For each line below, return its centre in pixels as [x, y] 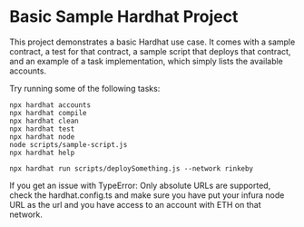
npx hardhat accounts [50, 105]
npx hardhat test [42, 129]
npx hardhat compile [49, 113]
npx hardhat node [42, 137]
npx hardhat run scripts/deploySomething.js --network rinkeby [132, 168]
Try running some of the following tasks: [85, 88]
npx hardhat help [42, 153]
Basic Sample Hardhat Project [124, 17]
